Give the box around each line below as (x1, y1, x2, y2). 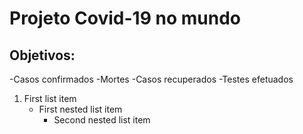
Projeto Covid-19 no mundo (9, 7, 241, 30)
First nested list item (38, 103, 123, 115)
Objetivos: (9, 47, 76, 64)
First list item (23, 93, 77, 104)
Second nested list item (53, 114, 151, 126)
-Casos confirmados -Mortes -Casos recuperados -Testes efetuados (9, 73, 294, 85)
